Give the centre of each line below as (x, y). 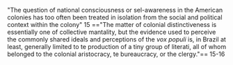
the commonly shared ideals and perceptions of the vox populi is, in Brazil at (116, 39)
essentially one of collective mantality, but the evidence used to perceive (112, 32)
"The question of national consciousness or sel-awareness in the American (115, 10)
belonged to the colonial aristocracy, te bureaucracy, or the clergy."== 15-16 (116, 54)
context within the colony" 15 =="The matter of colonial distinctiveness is (112, 25)
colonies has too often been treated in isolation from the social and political (115, 17)
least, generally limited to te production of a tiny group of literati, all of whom (117, 47)
